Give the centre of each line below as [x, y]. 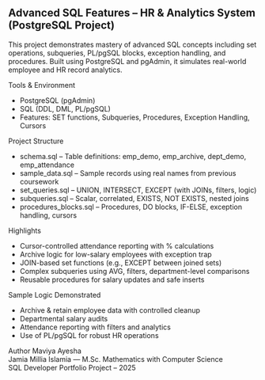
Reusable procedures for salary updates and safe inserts [112, 279]
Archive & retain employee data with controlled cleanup [110, 310]
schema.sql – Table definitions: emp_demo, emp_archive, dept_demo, [133, 156]
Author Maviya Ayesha [45, 351]
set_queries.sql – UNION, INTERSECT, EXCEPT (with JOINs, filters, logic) [138, 190]
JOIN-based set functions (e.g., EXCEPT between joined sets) [121, 262]
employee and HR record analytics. [65, 70]
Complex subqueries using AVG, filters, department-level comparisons [134, 271]
